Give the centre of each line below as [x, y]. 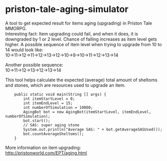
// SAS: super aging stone [51, 125]
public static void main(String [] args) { [60, 94]
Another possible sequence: [34, 65]
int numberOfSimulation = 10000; [58, 107]
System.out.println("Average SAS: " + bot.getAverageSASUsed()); [93, 129]
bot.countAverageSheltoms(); [54, 134]
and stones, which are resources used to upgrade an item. [65, 85]
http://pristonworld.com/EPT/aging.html [46, 153]
